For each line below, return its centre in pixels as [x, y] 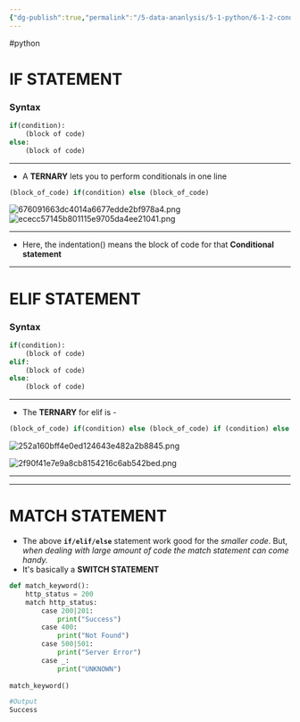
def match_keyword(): [50, 586]
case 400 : [59, 627]
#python [25, 43]
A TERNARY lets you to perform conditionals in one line [125, 176]
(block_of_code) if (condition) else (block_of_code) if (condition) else [150, 429]
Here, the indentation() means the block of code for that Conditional [148, 245]
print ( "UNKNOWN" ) [89, 669]
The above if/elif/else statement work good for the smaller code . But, [155, 541]
